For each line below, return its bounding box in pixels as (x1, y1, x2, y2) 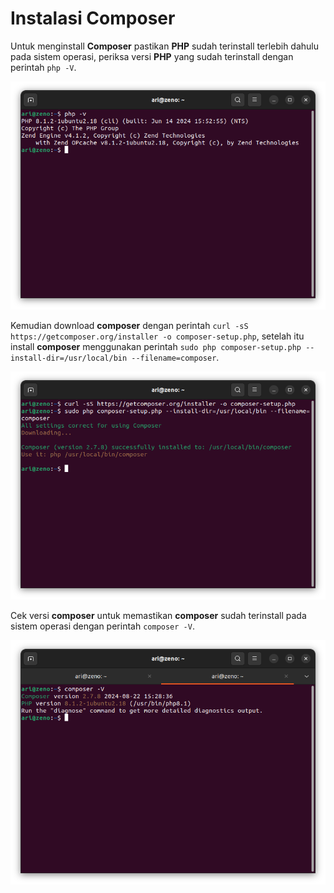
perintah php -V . (10, 61, 77, 73)
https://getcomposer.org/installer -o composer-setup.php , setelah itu (10, 330, 305, 342)
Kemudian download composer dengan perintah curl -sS (10, 319, 249, 331)
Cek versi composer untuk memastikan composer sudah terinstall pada (10, 609, 307, 621)
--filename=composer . (131, 351, 220, 363)
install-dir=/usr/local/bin (10, 353, 128, 363)
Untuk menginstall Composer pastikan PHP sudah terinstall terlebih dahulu (10, 40, 320, 52)
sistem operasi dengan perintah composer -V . (10, 620, 195, 632)
